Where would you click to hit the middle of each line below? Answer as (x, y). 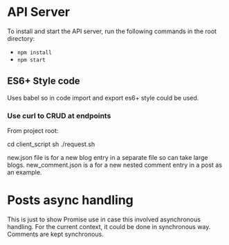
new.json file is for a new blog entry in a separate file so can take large (108, 158)
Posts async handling (70, 200)
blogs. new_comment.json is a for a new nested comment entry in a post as (115, 165)
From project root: (33, 131)
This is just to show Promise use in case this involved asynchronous (104, 219)
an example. (25, 172)
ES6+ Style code (44, 81)
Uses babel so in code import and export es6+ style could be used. (103, 98)
